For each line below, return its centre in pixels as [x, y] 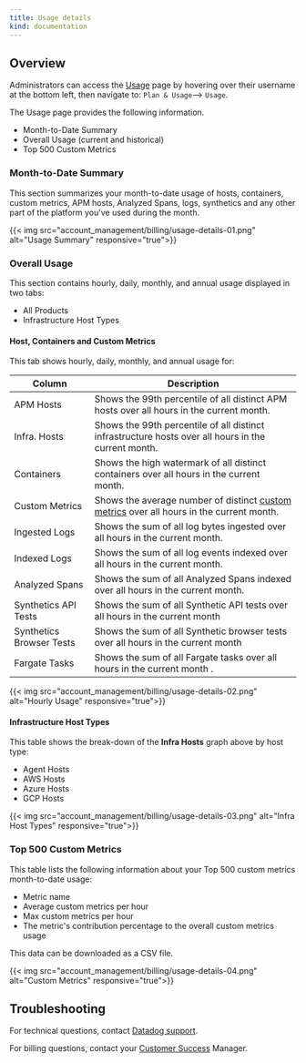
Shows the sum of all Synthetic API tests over [191, 605]
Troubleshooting [58, 1009]
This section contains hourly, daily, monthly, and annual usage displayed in [150, 282]
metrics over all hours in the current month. [187, 512]
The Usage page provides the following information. [107, 112]
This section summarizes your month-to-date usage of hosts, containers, [147, 193]
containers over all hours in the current [177, 475]
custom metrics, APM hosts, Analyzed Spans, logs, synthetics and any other [153, 202]
